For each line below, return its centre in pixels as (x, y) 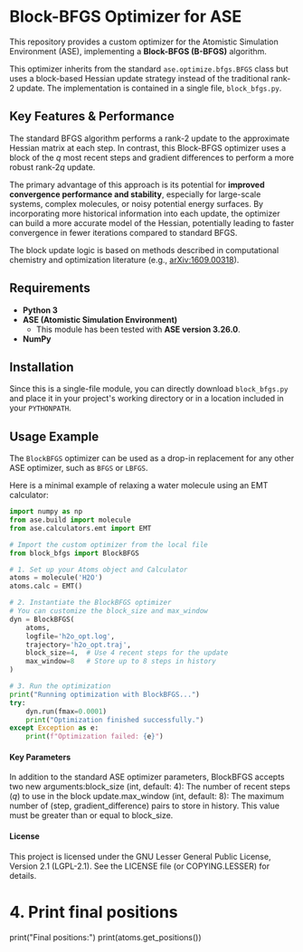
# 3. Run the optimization (60, 686)
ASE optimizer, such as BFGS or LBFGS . (79, 468)
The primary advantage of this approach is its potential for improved (137, 184)
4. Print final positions (94, 912)
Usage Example (54, 436)
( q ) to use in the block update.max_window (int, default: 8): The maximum (147, 796)
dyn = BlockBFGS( (42, 619)
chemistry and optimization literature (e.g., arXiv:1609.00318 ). (124, 259)
